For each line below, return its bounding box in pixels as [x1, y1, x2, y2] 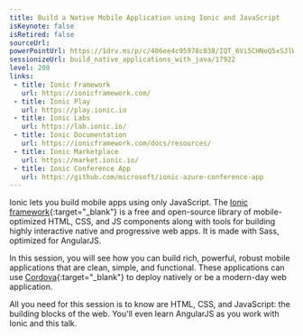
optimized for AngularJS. [9, 235, 102, 246]
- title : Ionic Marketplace [13, 147, 119, 156]
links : [9, 72, 34, 81]
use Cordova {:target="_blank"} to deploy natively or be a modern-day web [9, 272, 287, 283]
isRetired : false [9, 30, 75, 39]
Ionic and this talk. [9, 318, 78, 329]
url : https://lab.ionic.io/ [21, 123, 127, 132]
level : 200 [9, 64, 50, 73]
